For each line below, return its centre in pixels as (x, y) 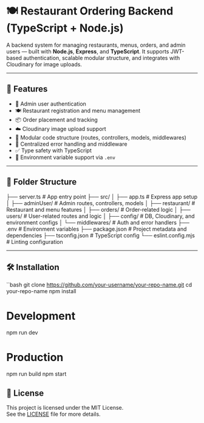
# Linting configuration (35, 242)
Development (41, 316)
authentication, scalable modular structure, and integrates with (102, 58)
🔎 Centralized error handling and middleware (71, 144)
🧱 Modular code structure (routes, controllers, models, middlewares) (101, 137)
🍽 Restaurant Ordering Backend (90, 11)
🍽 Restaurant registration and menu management (78, 110)
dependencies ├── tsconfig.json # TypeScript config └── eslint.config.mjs (101, 235)
